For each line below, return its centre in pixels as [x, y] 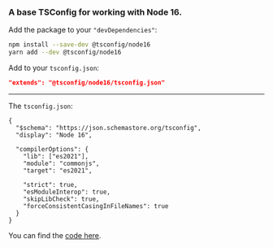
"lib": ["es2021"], [56, 156]
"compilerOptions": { [52, 149]
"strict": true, [51, 185]
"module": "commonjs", [61, 163]
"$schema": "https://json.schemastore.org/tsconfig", [108, 128]
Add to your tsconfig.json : [54, 68]
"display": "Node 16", [54, 135]
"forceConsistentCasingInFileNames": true [96, 206]
